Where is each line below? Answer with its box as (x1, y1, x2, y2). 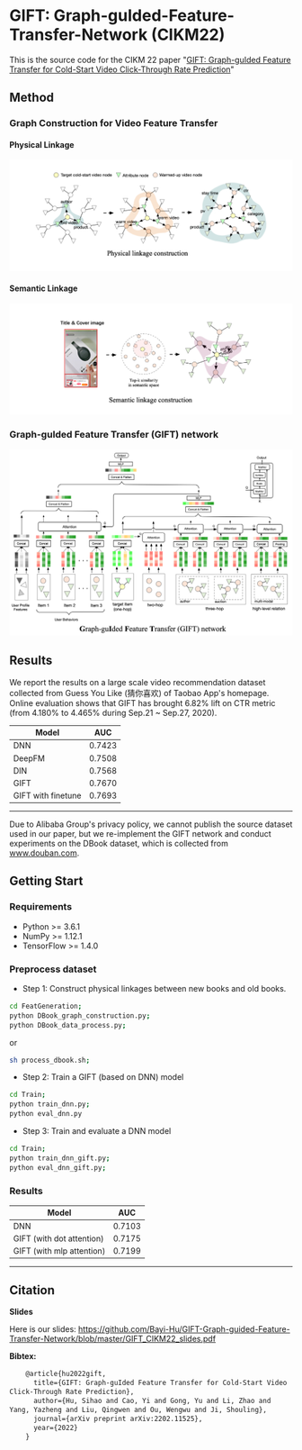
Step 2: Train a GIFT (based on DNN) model (22, 1072, 184, 1083)
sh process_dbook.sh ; (9, 1056, 91, 1065)
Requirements (9, 901, 73, 913)
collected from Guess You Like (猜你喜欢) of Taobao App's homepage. (9, 687, 270, 698)
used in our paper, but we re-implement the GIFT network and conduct (9, 828, 271, 838)
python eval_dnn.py (9, 1110, 83, 1119)
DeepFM (13, 753, 45, 764)
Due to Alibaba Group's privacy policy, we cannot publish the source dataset (9, 819, 293, 829)
